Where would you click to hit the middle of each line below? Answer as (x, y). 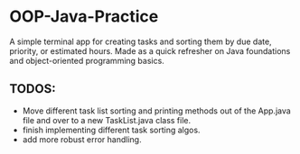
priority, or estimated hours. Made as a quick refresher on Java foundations (150, 50)
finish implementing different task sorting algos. (111, 130)
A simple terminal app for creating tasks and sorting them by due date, (141, 41)
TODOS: (33, 89)
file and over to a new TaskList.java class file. (107, 120)
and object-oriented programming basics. (87, 60)
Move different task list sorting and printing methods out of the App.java (156, 111)
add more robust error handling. (82, 139)
